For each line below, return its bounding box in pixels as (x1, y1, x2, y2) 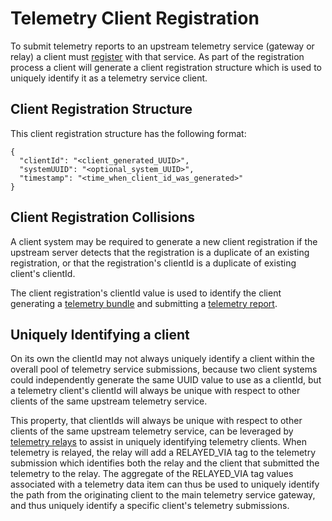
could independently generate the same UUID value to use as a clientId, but (10, 374, 322, 386)
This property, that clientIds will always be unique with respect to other (10, 415, 303, 427)
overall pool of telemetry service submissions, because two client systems (10, 363, 318, 376)
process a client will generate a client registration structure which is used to (10, 61, 322, 73)
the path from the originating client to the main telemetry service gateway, (10, 489, 316, 501)
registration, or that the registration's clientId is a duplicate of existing (10, 257, 297, 269)
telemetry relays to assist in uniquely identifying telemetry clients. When (10, 436, 308, 448)
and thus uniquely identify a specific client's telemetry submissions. (10, 500, 290, 512)
